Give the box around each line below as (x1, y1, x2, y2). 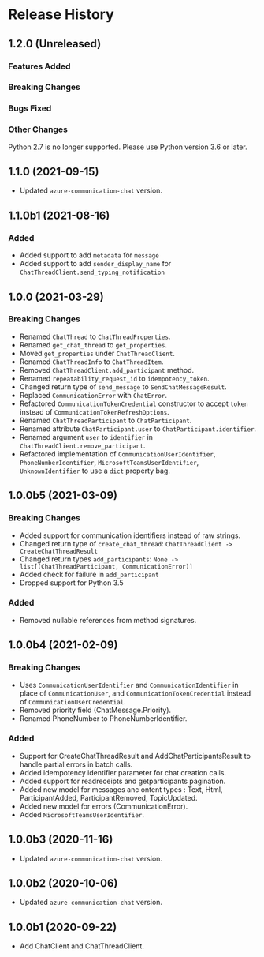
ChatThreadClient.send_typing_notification (19, 268, 165, 277)
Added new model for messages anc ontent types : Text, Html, (19, 784, 223, 794)
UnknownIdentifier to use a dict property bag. (19, 466, 171, 475)
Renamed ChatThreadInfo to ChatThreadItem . (19, 357, 164, 366)
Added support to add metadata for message (19, 250, 159, 260)
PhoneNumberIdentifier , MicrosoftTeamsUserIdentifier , (19, 457, 199, 467)
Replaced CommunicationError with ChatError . (19, 390, 168, 400)
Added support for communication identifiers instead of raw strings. (19, 531, 241, 540)
